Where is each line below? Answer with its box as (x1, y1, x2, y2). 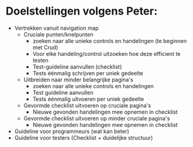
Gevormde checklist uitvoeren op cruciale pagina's (23, 101, 151, 109)
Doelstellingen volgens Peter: (5, 4, 158, 18)
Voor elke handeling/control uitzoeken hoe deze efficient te (32, 50, 181, 57)
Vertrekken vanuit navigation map (14, 24, 99, 32)
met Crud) (32, 44, 58, 51)
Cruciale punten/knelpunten (23, 30, 93, 38)
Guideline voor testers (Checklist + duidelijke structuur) (14, 134, 153, 141)
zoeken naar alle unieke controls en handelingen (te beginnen (32, 37, 187, 44)
